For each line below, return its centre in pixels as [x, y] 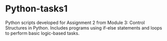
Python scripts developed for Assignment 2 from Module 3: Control [75, 22]
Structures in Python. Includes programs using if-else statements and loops [84, 27]
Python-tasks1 [37, 9]
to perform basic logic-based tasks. [42, 33]
